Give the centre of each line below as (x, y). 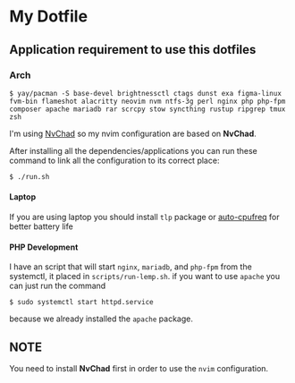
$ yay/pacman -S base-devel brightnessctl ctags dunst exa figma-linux (145, 93)
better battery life (41, 226)
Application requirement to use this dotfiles (133, 50)
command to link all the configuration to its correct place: (114, 160)
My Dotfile (48, 17)
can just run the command (58, 286)
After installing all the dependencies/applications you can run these (133, 150)
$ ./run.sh (29, 176)
